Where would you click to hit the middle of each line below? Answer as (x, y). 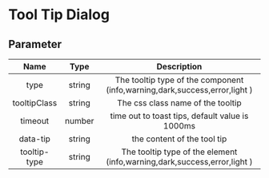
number (79, 121)
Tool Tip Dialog (59, 15)
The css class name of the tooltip (179, 103)
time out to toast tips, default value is (179, 116)
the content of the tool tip (179, 139)
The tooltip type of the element (179, 152)
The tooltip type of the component (179, 80)
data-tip (34, 139)
